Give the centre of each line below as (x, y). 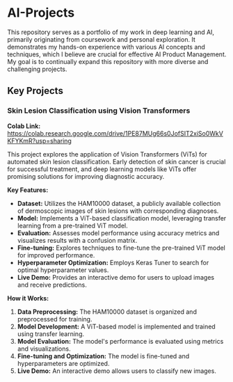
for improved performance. (56, 255)
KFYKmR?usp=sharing (39, 141)
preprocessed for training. (55, 319)
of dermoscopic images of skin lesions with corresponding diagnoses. (118, 211)
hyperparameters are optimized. (63, 363)
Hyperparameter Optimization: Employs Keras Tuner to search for (113, 262)
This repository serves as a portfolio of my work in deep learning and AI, (111, 32)
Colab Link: (24, 126)
